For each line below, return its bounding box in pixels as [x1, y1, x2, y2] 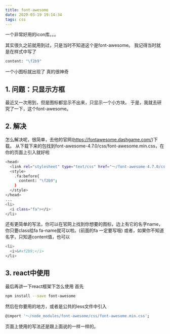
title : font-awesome [5, 7, 49, 13]
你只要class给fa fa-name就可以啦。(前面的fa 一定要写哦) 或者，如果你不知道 [5, 227, 164, 234]
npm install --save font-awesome [5, 293, 76, 298]
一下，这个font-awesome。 [14, 106, 71, 112]
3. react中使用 [5, 269, 50, 278]
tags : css [5, 17, 26, 22]
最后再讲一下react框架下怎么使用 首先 [5, 283, 84, 289]
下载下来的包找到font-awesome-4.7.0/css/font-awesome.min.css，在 [19, 143, 164, 149]
